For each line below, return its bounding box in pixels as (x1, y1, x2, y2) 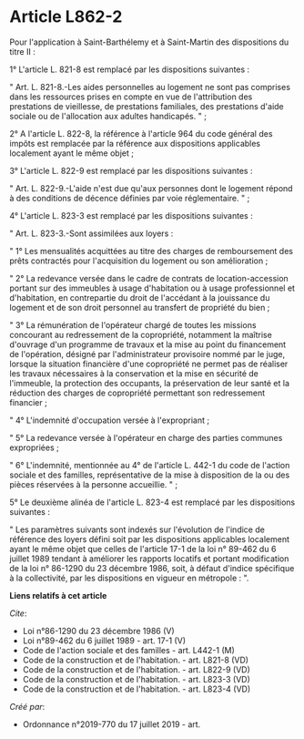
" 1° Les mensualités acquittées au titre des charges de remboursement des (9, 245, 294, 256)
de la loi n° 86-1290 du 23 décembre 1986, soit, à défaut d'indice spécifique (9, 562, 295, 573)
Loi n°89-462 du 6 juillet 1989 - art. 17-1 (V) (22, 635, 187, 646)
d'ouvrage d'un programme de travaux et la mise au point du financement (9, 339, 287, 350)
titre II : (9, 46, 36, 56)
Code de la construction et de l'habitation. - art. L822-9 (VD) (22, 663, 250, 675)
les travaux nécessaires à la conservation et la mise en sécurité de (9, 367, 259, 379)
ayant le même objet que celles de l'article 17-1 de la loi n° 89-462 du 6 (9, 543, 277, 554)
